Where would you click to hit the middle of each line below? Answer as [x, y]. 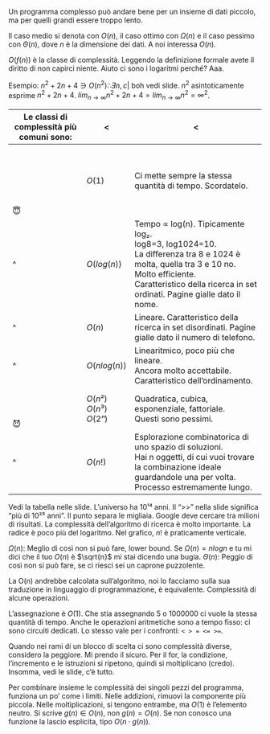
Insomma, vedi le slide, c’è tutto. [61, 672]
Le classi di [46, 117]
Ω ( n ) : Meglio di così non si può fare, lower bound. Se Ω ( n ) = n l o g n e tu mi [130, 548]
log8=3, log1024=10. [176, 244]
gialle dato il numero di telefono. [195, 338]
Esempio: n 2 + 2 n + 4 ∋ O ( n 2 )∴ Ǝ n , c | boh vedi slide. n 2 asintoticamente [126, 85]
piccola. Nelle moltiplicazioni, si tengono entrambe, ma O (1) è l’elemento [128, 705]
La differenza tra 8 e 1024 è [188, 254]
